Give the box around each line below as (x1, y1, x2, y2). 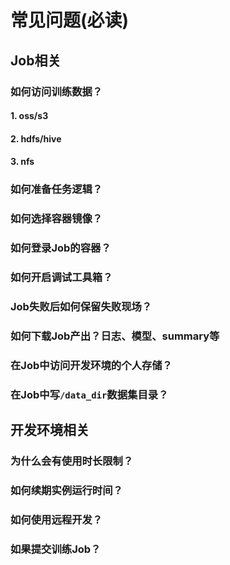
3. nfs (10, 156, 35, 168)
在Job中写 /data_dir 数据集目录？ (10, 387, 169, 401)
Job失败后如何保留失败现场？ (10, 299, 153, 313)
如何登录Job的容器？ (10, 241, 112, 255)
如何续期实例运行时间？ (10, 483, 123, 497)
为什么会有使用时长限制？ (10, 454, 134, 468)
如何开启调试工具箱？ (10, 270, 113, 284)
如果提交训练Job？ (10, 542, 102, 556)
